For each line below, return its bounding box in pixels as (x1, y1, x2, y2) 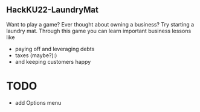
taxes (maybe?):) (15, 51, 57, 59)
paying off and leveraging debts (15, 45, 95, 52)
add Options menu (15, 99, 62, 106)
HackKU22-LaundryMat (6, 5, 98, 15)
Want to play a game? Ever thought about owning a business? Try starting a (6, 20, 195, 28)
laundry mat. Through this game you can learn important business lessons (6, 27, 192, 34)
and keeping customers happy (15, 58, 91, 65)
